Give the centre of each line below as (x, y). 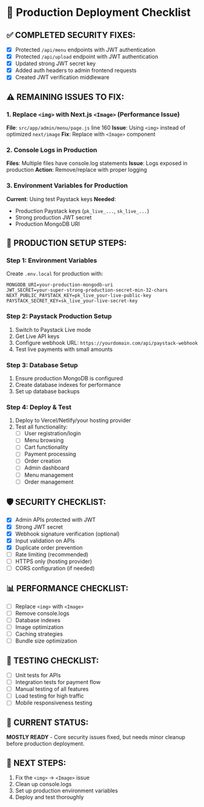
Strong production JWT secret (53, 217)
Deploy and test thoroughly (49, 797)
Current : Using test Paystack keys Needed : (61, 199)
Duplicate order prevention (49, 547)
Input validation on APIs (45, 540)
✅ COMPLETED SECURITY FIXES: (71, 35)
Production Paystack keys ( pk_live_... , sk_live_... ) (82, 211)
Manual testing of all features (52, 689)
